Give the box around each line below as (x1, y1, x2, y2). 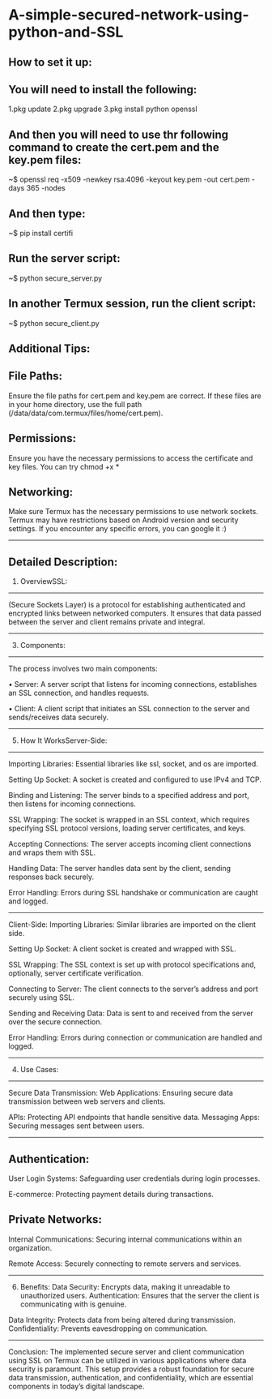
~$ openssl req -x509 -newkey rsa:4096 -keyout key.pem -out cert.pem (8, 174, 250, 184)
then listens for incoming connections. (8, 799, 136, 809)
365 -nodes (26, 183, 66, 193)
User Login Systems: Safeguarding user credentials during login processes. (8, 1174, 261, 1183)
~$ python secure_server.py (8, 273, 103, 283)
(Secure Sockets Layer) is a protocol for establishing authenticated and (8, 600, 245, 610)
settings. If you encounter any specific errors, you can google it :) (8, 524, 227, 534)
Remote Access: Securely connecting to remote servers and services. (8, 1259, 241, 1268)
